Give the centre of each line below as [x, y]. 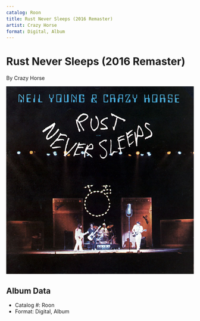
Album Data [29, 291]
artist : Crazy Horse [32, 25]
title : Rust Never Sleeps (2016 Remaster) [60, 19]
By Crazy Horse [26, 78]
